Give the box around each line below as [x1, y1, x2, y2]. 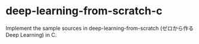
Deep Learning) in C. [5, 31, 57, 38]
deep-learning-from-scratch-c [5, 4, 162, 18]
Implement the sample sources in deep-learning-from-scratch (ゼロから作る [5, 24, 194, 32]
